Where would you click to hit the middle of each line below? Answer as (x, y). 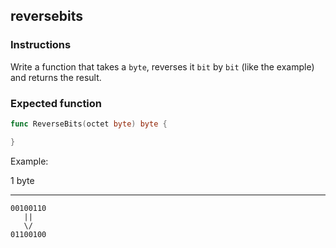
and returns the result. (56, 77)
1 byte (22, 180)
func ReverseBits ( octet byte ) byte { (89, 124)
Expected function (56, 103)
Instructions (41, 45)
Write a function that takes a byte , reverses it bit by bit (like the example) (162, 66)
